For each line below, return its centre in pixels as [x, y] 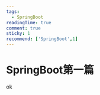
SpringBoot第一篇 [50, 70]
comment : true [24, 28]
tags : [13, 12]
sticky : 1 [18, 34]
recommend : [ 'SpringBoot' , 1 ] [42, 39]
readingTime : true [29, 22]
